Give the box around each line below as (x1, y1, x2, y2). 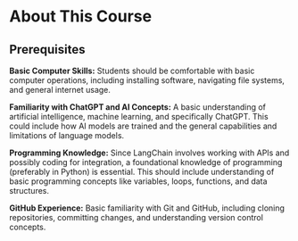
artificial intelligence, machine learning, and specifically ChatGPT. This (9, 112, 269, 121)
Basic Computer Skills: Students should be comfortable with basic (9, 65, 255, 76)
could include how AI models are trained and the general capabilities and (9, 120, 277, 131)
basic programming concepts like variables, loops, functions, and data (9, 176, 268, 187)
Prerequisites (9, 42, 86, 57)
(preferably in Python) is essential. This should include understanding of (9, 167, 275, 177)
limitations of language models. (9, 130, 125, 140)
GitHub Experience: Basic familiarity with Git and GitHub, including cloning (9, 203, 286, 213)
